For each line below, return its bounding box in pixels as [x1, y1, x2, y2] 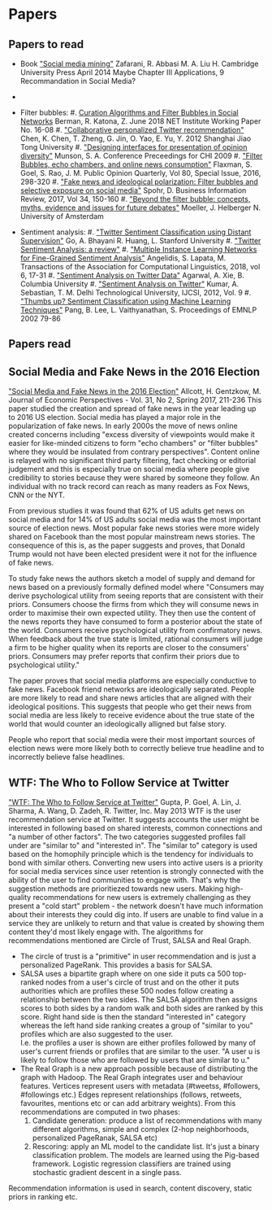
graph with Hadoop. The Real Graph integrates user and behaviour [19, 1072, 244, 1082]
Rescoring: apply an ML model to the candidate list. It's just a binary [32, 1142, 260, 1151]
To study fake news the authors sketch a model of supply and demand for [8, 574, 256, 583]
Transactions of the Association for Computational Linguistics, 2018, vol [19, 262, 261, 271]
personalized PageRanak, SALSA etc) [32, 1133, 158, 1143]
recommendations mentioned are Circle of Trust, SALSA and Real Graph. [8, 936, 252, 946]
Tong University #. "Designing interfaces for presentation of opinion [19, 142, 248, 151]
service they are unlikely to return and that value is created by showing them [8, 919, 265, 928]
